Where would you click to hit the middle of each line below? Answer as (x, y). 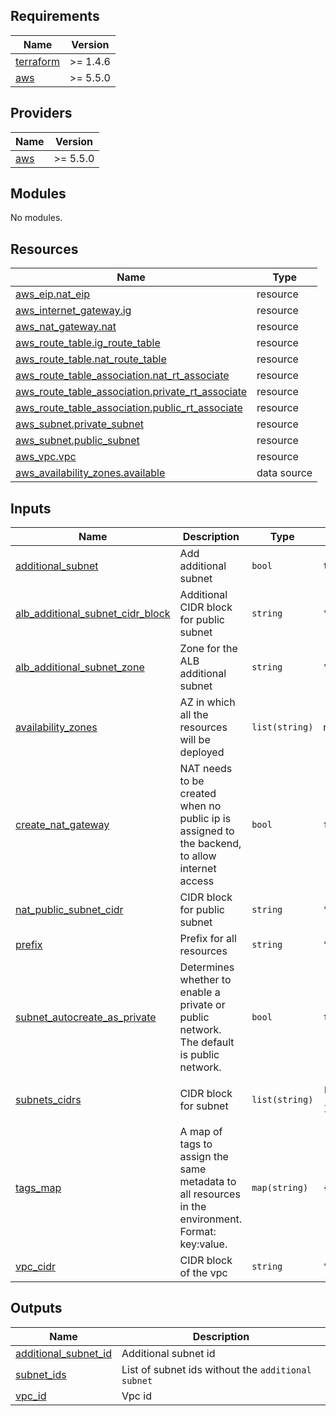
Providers (41, 113)
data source (284, 473)
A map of (201, 1132)
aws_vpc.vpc (46, 457)
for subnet (204, 1106)
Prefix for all (208, 939)
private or (202, 1005)
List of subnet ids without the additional (216, 1369)
